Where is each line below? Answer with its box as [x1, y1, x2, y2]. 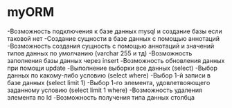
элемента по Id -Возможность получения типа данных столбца [7, 93, 195, 101]
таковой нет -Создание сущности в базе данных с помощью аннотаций [7, 34, 220, 42]
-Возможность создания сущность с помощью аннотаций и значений [7, 42, 215, 50]
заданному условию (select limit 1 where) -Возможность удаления [7, 86, 203, 94]
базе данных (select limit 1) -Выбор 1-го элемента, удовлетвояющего [7, 78, 211, 87]
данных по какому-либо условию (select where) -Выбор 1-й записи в [7, 71, 211, 80]
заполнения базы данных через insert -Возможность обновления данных [7, 56, 225, 64]
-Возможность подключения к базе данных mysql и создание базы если [7, 27, 223, 35]
